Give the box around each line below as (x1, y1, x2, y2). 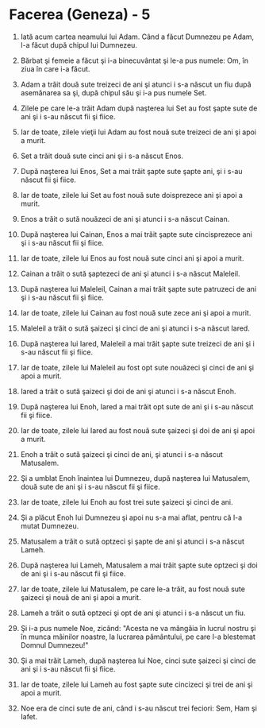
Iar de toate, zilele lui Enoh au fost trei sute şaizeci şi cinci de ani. (20, 497, 233, 506)
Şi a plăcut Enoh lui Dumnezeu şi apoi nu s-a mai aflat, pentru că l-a (20, 513, 243, 522)
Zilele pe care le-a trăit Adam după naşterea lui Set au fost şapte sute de (20, 103, 258, 113)
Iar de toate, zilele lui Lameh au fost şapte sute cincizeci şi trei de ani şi (20, 680, 253, 689)
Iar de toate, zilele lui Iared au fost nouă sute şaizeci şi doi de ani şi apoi (20, 425, 255, 435)
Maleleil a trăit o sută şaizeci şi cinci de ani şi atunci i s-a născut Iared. (20, 323, 251, 333)
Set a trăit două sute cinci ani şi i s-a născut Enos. (20, 151, 184, 161)
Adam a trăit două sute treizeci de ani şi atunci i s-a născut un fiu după (20, 79, 252, 89)
